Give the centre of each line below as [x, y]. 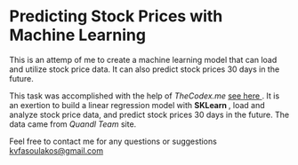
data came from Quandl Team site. [73, 124]
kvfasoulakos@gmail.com [56, 150]
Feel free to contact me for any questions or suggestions [113, 141]
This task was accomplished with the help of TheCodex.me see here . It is [145, 96]
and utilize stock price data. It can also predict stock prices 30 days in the [145, 69]
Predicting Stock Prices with [116, 16]
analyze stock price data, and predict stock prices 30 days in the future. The [149, 114]
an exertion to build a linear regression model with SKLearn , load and [137, 105]
